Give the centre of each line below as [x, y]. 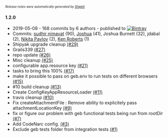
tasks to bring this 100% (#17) [43, 71]
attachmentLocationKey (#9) [42, 108]
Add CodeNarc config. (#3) [41, 124]
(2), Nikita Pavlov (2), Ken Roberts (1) [51, 39]
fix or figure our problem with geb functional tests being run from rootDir [88, 113]
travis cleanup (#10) [33, 97]
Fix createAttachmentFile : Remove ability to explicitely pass [75, 103]
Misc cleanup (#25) [33, 60]
